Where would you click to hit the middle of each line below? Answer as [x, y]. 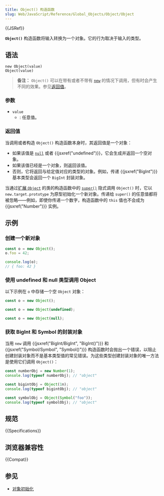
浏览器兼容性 [24, 447]
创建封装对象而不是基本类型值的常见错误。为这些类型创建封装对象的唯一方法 [82, 356]
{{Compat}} [17, 459]
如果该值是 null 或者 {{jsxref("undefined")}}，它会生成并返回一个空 [80, 153]
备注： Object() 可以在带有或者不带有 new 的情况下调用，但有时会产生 [87, 81]
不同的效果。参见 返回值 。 [43, 86]
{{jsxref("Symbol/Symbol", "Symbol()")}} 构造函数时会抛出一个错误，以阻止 [81, 349]
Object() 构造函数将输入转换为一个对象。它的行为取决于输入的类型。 [74, 38]
